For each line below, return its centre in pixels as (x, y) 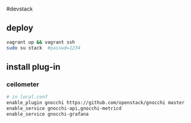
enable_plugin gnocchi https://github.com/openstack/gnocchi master (95, 103)
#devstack (20, 9)
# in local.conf (27, 97)
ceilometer (23, 84)
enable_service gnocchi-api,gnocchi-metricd (64, 108)
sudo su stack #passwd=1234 (43, 48)
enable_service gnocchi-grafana (47, 114)
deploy (20, 28)
